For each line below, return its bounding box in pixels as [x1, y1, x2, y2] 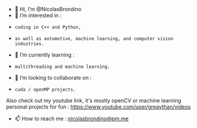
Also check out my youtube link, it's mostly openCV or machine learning [6, 97, 182, 104]
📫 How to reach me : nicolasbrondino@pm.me [14, 115, 129, 122]
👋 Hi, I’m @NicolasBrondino [14, 6, 81, 12]
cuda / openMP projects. [14, 87, 76, 93]
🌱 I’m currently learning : [14, 51, 75, 58]
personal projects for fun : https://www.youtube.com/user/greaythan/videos [6, 103, 191, 110]
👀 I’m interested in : [14, 12, 62, 19]
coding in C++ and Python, [14, 24, 81, 30]
